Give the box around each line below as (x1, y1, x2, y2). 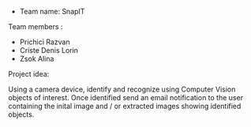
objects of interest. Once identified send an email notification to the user (8, 93, 243, 102)
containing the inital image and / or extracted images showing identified (8, 102, 242, 110)
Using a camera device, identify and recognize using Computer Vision (8, 84, 236, 94)
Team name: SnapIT (19, 7, 85, 16)
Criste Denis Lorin (19, 46, 79, 54)
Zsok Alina (19, 54, 54, 63)
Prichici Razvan (19, 37, 70, 47)
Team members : (8, 22, 63, 31)
